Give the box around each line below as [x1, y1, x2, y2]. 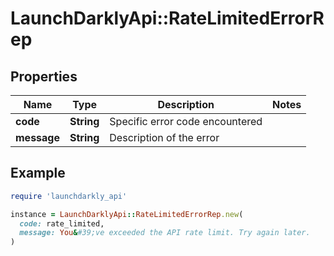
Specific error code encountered [109, 115, 263, 128]
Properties [10, 68, 78, 85]
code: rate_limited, [19, 218, 105, 229]
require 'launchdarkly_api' [10, 191, 128, 201]
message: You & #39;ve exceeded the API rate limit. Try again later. [19, 228, 311, 238]
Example [10, 165, 66, 182]
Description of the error [109, 131, 220, 144]
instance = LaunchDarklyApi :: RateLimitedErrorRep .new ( [10, 209, 244, 219]
